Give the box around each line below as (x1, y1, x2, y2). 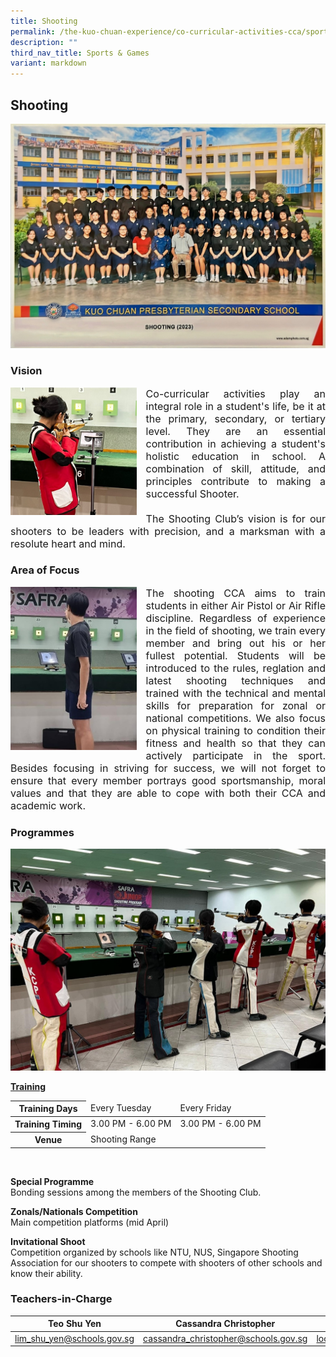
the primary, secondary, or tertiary (145, 411, 326, 425)
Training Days (18, 1103, 78, 1114)
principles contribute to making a (145, 474, 326, 488)
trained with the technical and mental (145, 686, 326, 700)
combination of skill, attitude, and (145, 461, 326, 475)
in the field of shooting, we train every (145, 623, 326, 637)
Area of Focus (10, 563, 80, 577)
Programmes (10, 825, 75, 839)
